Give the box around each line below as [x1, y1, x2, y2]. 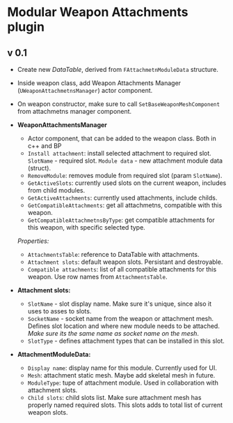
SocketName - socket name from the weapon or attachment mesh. [27, 315, 214, 322]
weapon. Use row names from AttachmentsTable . [27, 273, 168, 281]
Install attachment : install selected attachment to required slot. [27, 149, 212, 157]
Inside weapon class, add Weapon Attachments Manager [17, 79, 182, 87]
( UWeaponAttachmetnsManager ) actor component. [17, 87, 153, 94]
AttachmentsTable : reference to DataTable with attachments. [27, 251, 200, 258]
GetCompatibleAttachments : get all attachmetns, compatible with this [27, 201, 223, 209]
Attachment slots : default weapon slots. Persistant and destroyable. [27, 258, 223, 266]
